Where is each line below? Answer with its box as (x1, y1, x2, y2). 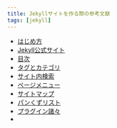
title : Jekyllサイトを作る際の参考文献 (7, 10, 110, 17)
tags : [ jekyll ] (7, 17, 52, 24)
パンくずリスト (17, 98, 61, 106)
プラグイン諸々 (17, 106, 61, 115)
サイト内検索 (17, 71, 54, 80)
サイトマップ (17, 89, 54, 98)
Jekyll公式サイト (17, 45, 65, 54)
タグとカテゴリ (17, 63, 61, 71)
